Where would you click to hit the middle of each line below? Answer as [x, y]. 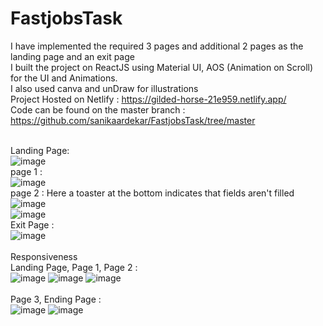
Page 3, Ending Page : [56, 299]
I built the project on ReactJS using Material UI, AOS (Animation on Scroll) [162, 67]
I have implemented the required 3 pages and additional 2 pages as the [157, 46]
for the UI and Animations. [64, 78]
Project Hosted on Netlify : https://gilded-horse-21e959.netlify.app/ [148, 99]
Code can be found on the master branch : [98, 109]
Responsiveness [44, 256]
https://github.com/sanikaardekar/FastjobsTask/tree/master [133, 120]
